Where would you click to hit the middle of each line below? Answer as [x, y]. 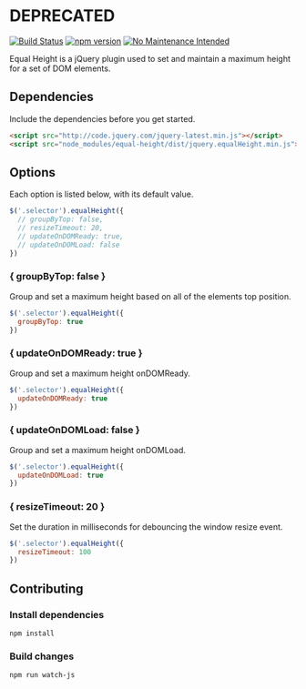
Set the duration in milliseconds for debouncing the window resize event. [146, 527]
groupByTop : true [51, 321]
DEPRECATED [62, 16]
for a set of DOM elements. [60, 68]
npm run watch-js [42, 675]
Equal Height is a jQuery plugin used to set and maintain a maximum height [150, 58]
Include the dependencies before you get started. [102, 118]
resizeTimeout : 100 [55, 552]
